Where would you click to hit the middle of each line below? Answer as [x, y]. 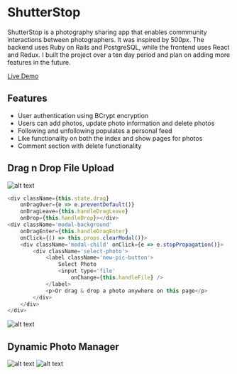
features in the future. [39, 62]
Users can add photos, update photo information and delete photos [116, 123]
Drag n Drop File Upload [61, 168]
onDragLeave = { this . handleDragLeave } [75, 212]
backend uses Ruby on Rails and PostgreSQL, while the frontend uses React [118, 47]
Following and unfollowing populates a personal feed [95, 130]
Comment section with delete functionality [79, 146]
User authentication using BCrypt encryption [83, 115]
